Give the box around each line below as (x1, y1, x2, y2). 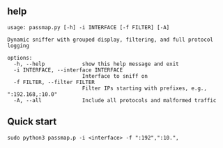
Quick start (7, 116, 57, 128)
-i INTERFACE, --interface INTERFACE (13, 66, 123, 74)
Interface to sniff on (82, 72, 148, 79)
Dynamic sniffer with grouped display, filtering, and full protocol (7, 36, 214, 43)
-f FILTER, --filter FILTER (13, 79, 95, 85)
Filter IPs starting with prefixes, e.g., (82, 85, 208, 92)
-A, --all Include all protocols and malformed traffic (13, 97, 217, 104)
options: (7, 54, 33, 61)
